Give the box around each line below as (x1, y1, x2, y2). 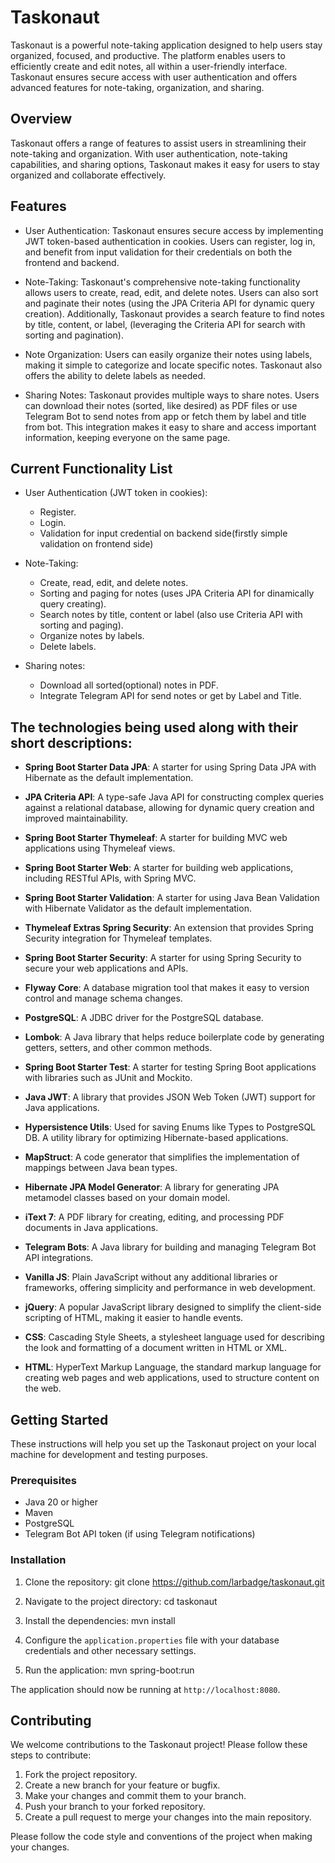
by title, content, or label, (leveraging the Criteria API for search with (24, 318, 306, 330)
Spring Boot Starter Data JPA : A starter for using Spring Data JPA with (24, 761, 317, 773)
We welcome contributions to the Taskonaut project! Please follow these (10, 1739, 308, 1751)
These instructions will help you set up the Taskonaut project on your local (10, 1438, 317, 1450)
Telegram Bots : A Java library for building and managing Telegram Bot (24, 1241, 317, 1253)
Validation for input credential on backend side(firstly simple (39, 527, 288, 540)
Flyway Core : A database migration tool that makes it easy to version (24, 982, 310, 994)
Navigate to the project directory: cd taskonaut (24, 1595, 218, 1607)
